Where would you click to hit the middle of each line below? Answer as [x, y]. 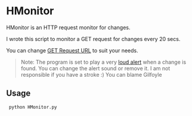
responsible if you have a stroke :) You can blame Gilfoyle [91, 74]
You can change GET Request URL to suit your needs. [72, 50]
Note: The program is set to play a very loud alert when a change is [103, 62]
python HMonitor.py [33, 107]
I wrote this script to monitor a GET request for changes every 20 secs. [93, 39]
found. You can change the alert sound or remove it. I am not [95, 68]
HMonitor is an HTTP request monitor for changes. [68, 27]
